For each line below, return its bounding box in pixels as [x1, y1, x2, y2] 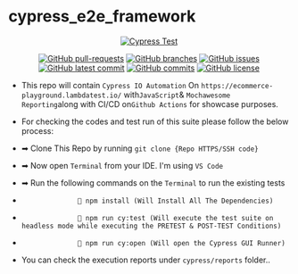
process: [21, 125, 54, 136]
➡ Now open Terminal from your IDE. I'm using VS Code [21, 160, 224, 170]
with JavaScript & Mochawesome [123, 89, 231, 100]
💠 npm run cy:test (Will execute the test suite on [78, 213, 274, 222]
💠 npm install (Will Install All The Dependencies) [78, 196, 274, 205]
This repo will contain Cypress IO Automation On [21, 79, 200, 90]
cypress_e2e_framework [8, 6, 196, 27]
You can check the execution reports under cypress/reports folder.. [21, 254, 271, 265]
